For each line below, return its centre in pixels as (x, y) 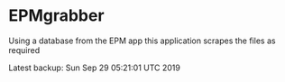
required (24, 50)
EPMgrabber (56, 16)
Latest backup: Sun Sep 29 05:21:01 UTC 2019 (95, 68)
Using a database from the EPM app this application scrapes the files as (142, 41)
